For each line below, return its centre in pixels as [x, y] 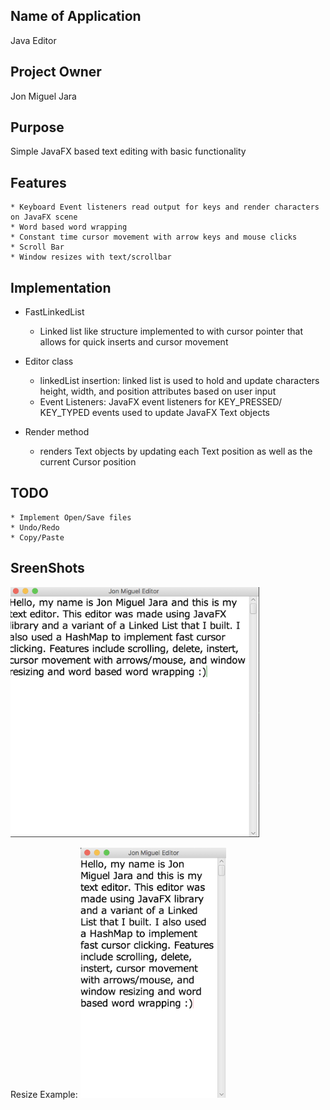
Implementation [61, 287]
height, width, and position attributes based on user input [158, 391]
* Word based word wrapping [69, 227]
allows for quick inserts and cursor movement [134, 342]
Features [38, 182]
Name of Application [76, 16]
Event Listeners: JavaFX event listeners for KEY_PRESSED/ [161, 402]
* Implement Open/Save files [71, 517]
